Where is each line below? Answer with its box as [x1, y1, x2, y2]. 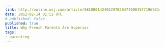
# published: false [5, 16, 45, 21]
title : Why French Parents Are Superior [5, 25, 89, 30]
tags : [5, 30, 16, 35]
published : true [5, 21, 38, 26]
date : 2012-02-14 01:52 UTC [5, 12, 63, 17]
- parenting [5, 35, 29, 40]
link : [5, 7, 16, 12]
